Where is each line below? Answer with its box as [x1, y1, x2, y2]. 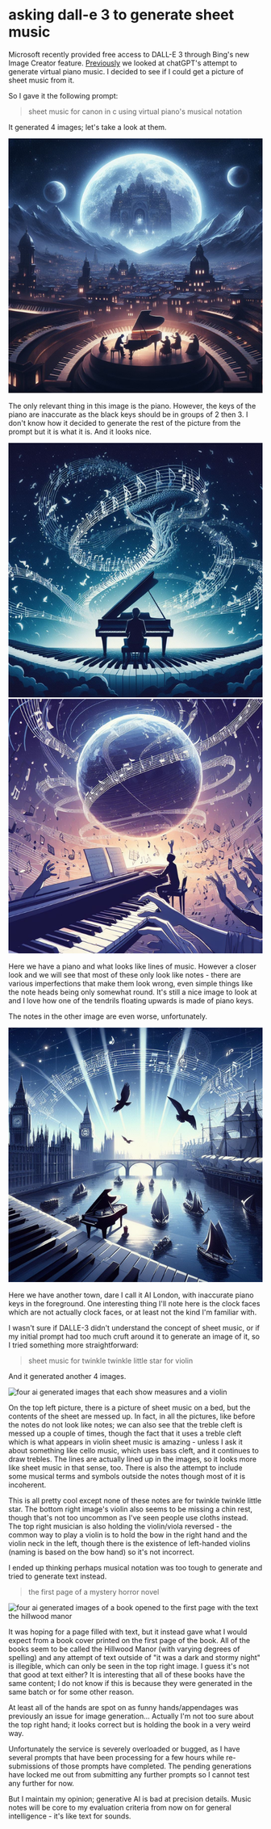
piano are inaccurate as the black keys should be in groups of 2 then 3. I [8, 410, 248, 419]
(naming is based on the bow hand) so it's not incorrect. [8, 1547, 195, 1557]
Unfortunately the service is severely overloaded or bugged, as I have [8, 1743, 240, 1754]
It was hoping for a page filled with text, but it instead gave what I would [8, 1626, 248, 1637]
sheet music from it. [8, 75, 75, 85]
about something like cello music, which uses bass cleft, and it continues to [8, 1445, 260, 1455]
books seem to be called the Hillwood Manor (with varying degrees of [8, 1644, 240, 1654]
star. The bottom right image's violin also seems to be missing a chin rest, [8, 1504, 252, 1514]
